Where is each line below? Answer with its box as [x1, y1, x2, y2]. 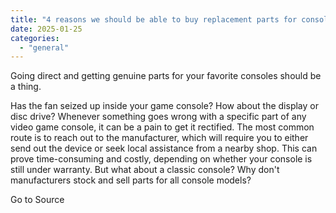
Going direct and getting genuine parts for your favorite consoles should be [10, 70, 322, 82]
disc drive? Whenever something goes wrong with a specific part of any [10, 111, 307, 123]
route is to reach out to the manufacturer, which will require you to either [10, 132, 309, 144]
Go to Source [10, 194, 65, 206]
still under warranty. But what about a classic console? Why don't [10, 164, 280, 176]
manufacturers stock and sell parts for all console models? [10, 174, 252, 186]
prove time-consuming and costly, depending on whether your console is [10, 153, 313, 165]
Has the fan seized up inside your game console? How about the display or [10, 100, 319, 112]
